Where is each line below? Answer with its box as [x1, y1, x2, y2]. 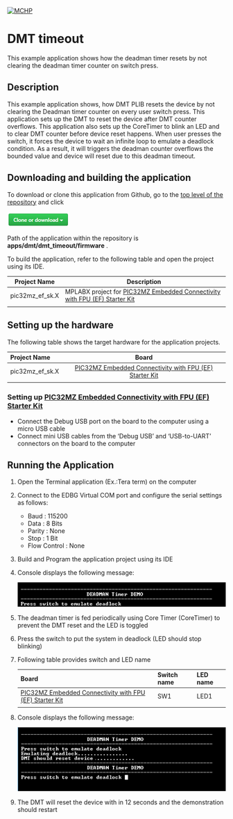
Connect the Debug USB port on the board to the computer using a [17, 417, 209, 425]
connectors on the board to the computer [17, 439, 136, 447]
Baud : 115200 [27, 512, 68, 520]
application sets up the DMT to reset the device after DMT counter [7, 115, 197, 123]
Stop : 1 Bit [27, 534, 58, 543]
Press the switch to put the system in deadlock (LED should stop [17, 634, 202, 643]
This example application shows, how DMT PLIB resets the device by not [7, 100, 215, 108]
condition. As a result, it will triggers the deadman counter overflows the [7, 144, 214, 152]
